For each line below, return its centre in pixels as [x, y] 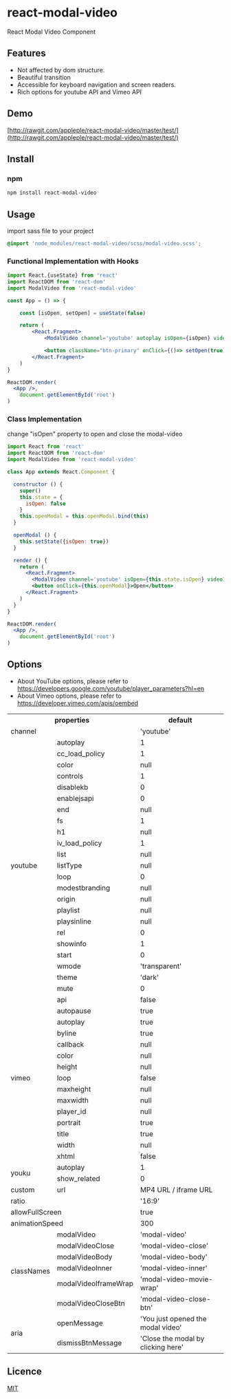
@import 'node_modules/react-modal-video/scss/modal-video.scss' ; [104, 243]
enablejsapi [75, 798]
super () [30, 491]
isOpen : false [46, 504]
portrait [69, 1122]
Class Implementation [45, 419]
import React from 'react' [46, 447]
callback [70, 1044]
